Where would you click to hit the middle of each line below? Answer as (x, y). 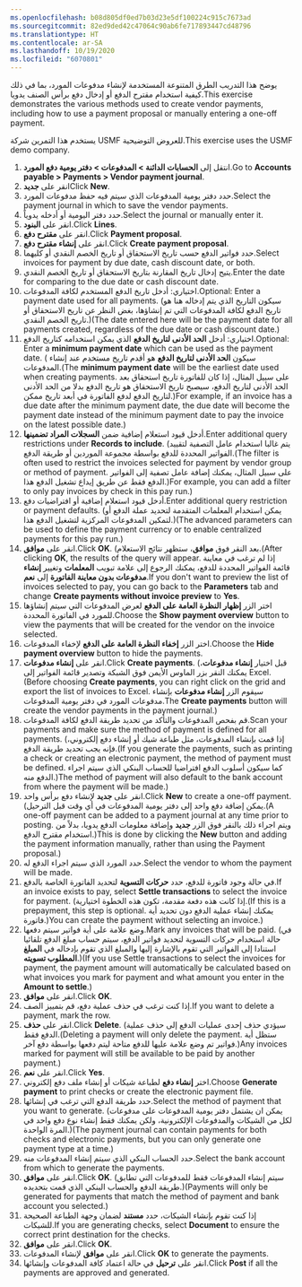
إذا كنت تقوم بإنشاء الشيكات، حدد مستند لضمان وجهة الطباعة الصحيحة (140, 1215)
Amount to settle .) (57, 987)
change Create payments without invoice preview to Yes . (131, 596)
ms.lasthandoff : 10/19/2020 (63, 51)
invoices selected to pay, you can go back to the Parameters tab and (151, 587)
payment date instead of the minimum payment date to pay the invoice (154, 415)
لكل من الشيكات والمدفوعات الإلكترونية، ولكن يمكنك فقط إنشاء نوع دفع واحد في (157, 1120)
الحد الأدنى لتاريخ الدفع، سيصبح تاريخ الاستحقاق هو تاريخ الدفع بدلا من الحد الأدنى (155, 386)
